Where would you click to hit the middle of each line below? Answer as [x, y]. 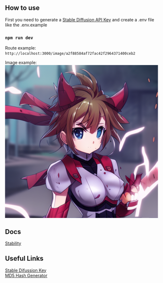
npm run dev [19, 38]
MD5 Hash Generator [26, 275]
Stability [13, 243]
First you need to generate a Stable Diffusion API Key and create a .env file [80, 19]
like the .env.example [26, 25]
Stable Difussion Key [26, 270]
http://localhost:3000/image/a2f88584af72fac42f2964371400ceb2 [70, 54]
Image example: [21, 63]
